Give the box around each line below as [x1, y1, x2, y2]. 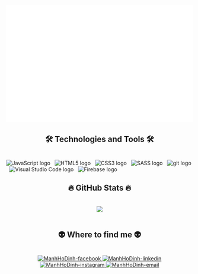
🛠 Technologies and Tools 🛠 [45, 134, 154, 144]
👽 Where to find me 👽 [58, 230, 141, 240]
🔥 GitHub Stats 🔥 [68, 183, 132, 193]
